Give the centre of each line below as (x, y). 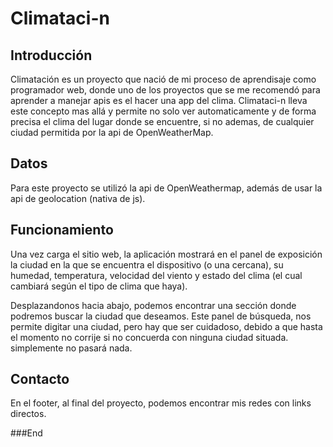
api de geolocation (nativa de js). (78, 198)
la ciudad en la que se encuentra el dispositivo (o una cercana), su (147, 264)
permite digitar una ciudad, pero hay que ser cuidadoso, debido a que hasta (166, 326)
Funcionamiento (62, 230)
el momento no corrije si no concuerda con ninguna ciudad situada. (149, 337)
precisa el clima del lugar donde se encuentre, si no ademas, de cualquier (162, 121)
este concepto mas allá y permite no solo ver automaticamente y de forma (163, 111)
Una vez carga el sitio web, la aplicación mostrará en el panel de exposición (166, 254)
